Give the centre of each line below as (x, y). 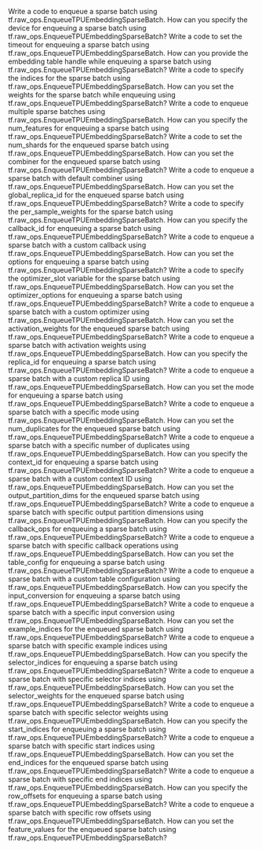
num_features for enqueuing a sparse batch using (89, 128)
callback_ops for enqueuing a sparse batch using (87, 529)
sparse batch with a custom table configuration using (94, 579)
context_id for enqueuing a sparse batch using (84, 462)
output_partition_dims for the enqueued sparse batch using (104, 495)
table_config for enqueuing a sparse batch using (86, 562)
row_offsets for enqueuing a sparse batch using (86, 796)
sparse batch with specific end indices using (80, 779)
